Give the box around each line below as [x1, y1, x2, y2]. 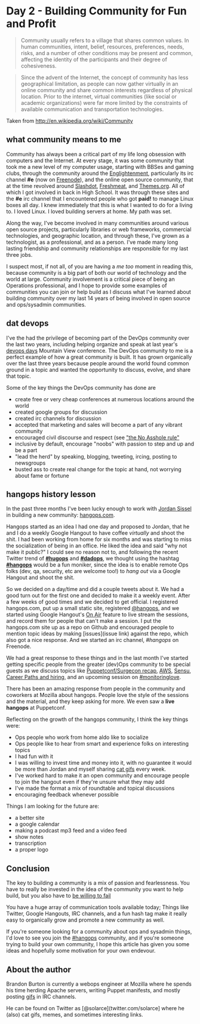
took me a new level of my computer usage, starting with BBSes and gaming [6, 163, 194, 170]
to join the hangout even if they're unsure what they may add [14, 778, 165, 786]
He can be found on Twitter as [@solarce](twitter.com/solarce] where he [6, 1005, 185, 1011]
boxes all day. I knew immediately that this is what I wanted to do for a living [6, 201, 193, 208]
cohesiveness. [20, 62, 57, 69]
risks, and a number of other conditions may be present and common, [20, 49, 193, 56]
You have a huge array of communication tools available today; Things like [6, 904, 189, 911]
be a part [14, 446, 38, 453]
